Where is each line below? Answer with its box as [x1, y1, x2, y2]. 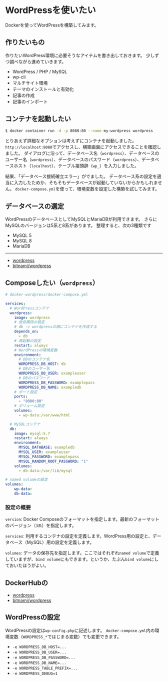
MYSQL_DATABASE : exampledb [18, 445, 75, 450]
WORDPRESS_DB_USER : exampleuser [18, 371, 86, 376]
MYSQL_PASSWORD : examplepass [18, 454, 79, 459]
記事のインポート [12, 98, 48, 104]
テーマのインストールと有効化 [12, 86, 74, 92]
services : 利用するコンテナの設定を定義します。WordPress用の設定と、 [5, 533, 153, 539]
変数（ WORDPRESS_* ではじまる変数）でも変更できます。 [9, 633, 121, 639]
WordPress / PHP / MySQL [12, 68, 67, 74]
